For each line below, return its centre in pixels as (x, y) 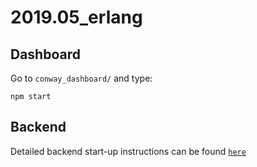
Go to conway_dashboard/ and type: (81, 78)
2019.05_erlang (76, 17)
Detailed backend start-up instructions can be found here (128, 151)
